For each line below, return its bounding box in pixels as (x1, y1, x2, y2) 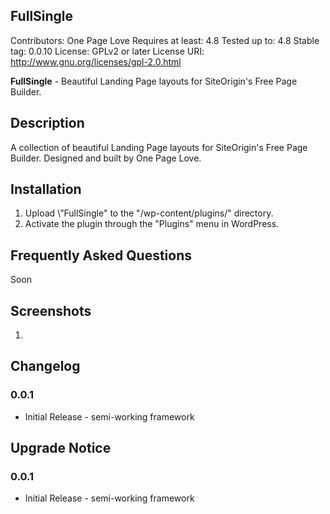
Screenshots (10, 302, 92, 319)
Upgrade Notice (10, 440, 112, 457)
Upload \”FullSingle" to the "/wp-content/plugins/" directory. (24, 207, 274, 219)
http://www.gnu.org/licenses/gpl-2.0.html (10, 55, 182, 68)
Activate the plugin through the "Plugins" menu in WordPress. (24, 218, 280, 230)
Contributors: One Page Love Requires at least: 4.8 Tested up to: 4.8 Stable (10, 34, 320, 46)
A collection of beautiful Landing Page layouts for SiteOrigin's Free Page (10, 141, 308, 153)
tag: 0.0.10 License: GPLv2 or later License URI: (10, 45, 205, 57)
